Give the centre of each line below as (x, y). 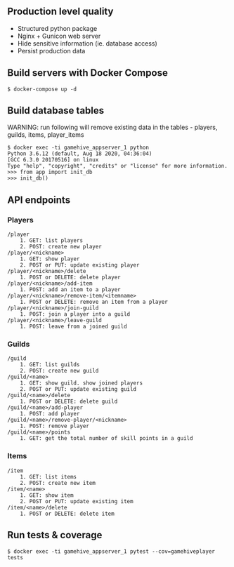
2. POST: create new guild (59, 371)
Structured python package (57, 28)
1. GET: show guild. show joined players (81, 383)
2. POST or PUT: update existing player (80, 265)
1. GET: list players (51, 241)
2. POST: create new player (61, 247)
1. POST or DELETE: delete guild (69, 402)
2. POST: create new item (58, 483)
